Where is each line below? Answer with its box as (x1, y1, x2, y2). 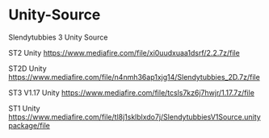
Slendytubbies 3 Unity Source (8, 32, 108, 42)
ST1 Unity (8, 103, 40, 113)
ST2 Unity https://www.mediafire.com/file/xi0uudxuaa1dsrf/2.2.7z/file (8, 48, 240, 57)
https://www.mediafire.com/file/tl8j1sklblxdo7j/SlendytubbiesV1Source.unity (8, 111, 261, 122)
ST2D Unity (8, 63, 47, 73)
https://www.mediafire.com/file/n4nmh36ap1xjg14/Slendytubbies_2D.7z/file (8, 72, 260, 82)
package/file (8, 120, 51, 130)
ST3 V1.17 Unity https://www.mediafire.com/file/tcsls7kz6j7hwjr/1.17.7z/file (8, 87, 254, 98)
